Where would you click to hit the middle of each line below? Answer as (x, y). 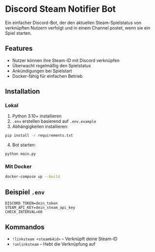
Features (19, 48)
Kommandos (25, 227)
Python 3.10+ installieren (37, 116)
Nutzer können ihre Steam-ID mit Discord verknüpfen (66, 60)
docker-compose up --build (33, 177)
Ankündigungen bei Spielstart (42, 71)
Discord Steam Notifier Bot (60, 9)
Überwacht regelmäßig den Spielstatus (52, 65)
